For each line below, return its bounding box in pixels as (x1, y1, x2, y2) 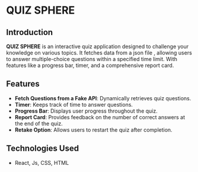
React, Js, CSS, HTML (14, 159, 69, 166)
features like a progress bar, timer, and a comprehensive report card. (6, 62, 174, 69)
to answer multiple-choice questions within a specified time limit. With (6, 56, 178, 62)
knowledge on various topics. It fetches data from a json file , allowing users (6, 49, 193, 56)
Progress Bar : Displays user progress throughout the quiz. (14, 107, 158, 114)
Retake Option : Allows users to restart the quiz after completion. (14, 126, 173, 133)
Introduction (6, 27, 53, 37)
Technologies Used (6, 144, 79, 154)
